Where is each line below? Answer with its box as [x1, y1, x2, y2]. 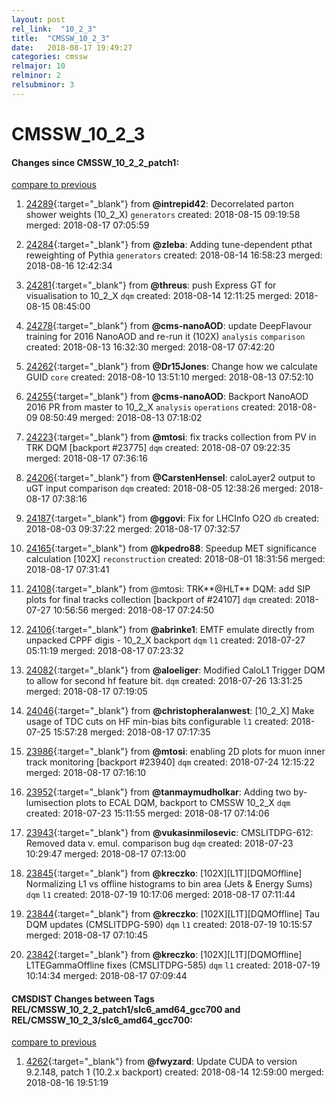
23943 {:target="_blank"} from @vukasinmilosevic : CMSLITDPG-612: [25, 827, 314, 839]
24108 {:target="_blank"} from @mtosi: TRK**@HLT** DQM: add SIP [25, 583, 311, 595]
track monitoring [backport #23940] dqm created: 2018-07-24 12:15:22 [25, 756, 315, 768]
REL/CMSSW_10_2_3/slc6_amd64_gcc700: [11, 1014, 194, 1026]
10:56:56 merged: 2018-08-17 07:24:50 [52, 604, 215, 616]
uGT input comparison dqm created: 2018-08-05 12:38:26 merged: [25, 482, 298, 495]
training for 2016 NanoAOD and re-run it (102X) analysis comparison [25, 331, 306, 343]
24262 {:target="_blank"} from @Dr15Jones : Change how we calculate [25, 361, 318, 373]
